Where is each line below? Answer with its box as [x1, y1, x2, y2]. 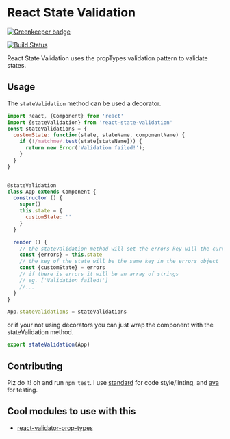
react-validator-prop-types [16, 423, 94, 432]
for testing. [7, 386, 38, 394]
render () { [13, 238, 48, 246]
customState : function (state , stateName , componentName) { [13, 131, 186, 138]
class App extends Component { [7, 188, 97, 195]
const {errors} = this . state [19, 251, 103, 258]
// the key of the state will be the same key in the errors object [19, 258, 219, 265]
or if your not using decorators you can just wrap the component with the [7, 321, 214, 329]
